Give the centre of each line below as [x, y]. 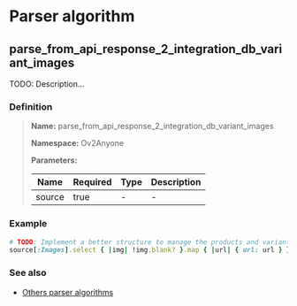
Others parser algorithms [68, 292]
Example [28, 224]
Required [92, 182]
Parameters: [54, 160]
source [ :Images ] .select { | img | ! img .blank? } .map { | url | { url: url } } [150, 250]
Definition [31, 106]
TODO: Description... [47, 84]
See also [28, 273]
